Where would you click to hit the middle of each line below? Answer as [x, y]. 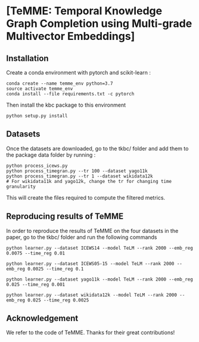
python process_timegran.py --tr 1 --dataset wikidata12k [80, 176]
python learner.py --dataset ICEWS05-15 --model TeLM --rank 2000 [90, 263]
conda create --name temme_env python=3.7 [60, 83]
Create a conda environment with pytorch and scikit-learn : [78, 72]
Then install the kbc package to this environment [66, 105]
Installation [27, 58]
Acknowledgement [42, 318]
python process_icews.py [37, 166]
